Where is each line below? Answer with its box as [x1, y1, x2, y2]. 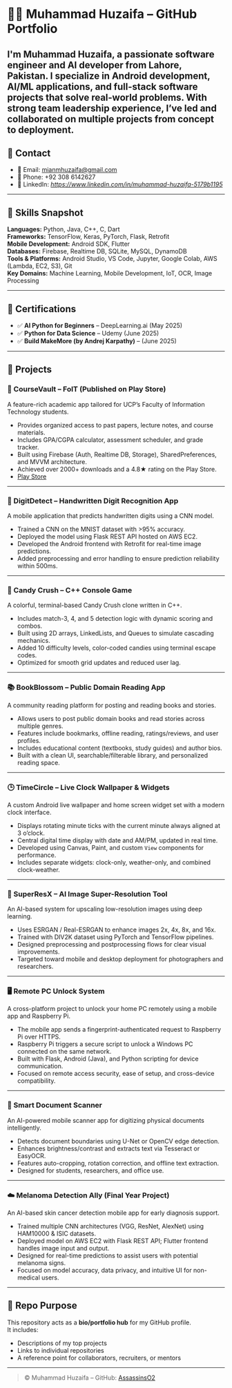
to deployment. [7, 124, 75, 135]
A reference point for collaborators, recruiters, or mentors [17, 1353, 182, 1362]
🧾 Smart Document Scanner [7, 1101, 102, 1110]
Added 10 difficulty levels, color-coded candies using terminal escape [17, 644, 216, 652]
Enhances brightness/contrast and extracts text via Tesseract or [17, 1144, 200, 1153]
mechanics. [17, 637, 50, 645]
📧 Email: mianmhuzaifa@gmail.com [17, 166, 117, 174]
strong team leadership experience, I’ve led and [7, 102, 217, 114]
